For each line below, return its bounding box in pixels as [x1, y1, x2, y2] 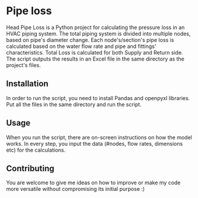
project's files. [6, 61, 41, 69]
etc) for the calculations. [6, 146, 66, 154]
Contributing [6, 163, 55, 173]
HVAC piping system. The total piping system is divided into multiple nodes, [6, 30, 191, 37]
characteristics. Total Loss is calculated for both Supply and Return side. [6, 49, 183, 56]
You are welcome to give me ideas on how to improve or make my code [6, 179, 181, 186]
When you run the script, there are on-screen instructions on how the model [6, 133, 193, 140]
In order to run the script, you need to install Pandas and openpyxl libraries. [6, 94, 190, 101]
